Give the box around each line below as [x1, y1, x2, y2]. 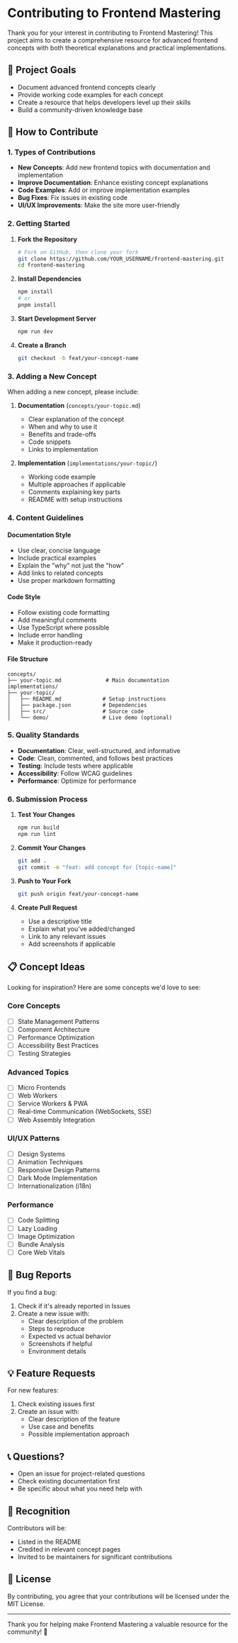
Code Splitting [17, 1216, 59, 1225]
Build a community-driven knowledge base [17, 105, 143, 114]
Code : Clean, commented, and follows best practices [17, 754, 174, 762]
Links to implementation [28, 445, 98, 454]
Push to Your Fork [17, 876, 72, 885]
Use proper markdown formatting [17, 577, 115, 585]
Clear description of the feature [28, 1415, 120, 1423]
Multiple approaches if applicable [28, 480, 126, 489]
